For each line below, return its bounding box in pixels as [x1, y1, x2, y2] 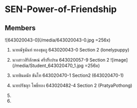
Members [5, 24, 36, 32]
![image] [110, 57, 128, 63]
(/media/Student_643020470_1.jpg [12, 63, 84, 69]
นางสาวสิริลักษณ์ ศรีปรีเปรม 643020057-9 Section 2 [12, 57, 110, 63]
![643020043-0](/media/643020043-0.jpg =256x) [5, 37, 111, 43]
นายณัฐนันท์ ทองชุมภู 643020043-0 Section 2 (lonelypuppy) [12, 47, 129, 52]
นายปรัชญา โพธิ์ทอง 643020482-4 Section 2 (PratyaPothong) [12, 82, 132, 88]
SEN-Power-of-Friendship [5, 4, 117, 15]
